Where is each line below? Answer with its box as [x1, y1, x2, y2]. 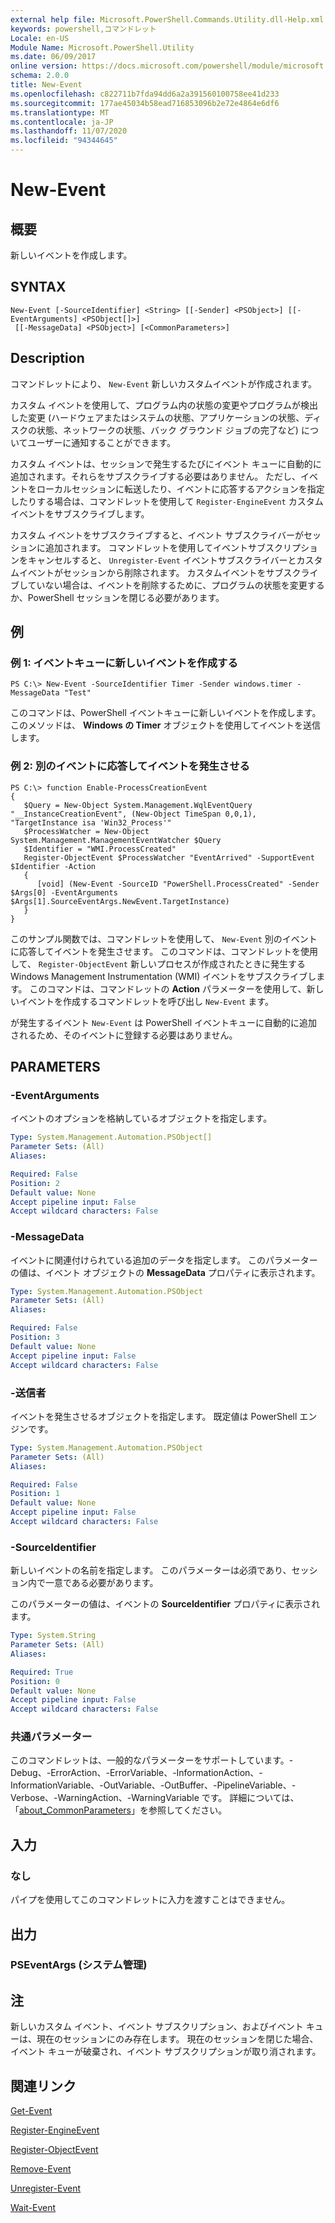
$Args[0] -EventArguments [10, 887, 118, 898]
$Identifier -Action [10, 861, 97, 871]
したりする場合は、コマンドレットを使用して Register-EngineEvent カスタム [10, 495, 324, 507]
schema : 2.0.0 [10, 71, 70, 81]
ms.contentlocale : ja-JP [10, 117, 114, 127]
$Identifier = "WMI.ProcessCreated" [23, 844, 177, 854]
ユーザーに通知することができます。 [27, 436, 176, 448]
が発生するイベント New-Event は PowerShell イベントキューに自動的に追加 [10, 1016, 318, 1028]
